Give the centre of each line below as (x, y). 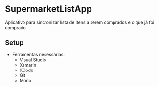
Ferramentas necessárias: (38, 54)
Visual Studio (33, 60)
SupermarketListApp (48, 9)
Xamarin (28, 65)
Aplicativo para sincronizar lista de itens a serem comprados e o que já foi (79, 22)
